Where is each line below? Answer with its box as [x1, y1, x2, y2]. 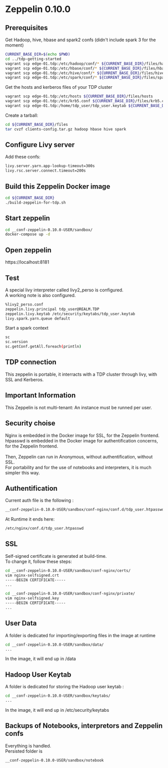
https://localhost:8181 [5, 259, 49, 265]
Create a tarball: [5, 112, 38, 118]
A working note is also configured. [5, 292, 76, 298]
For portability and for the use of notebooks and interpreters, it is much [5, 464, 151, 470]
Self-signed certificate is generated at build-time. [5, 553, 107, 559]
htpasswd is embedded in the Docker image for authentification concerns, [5, 437, 158, 443]
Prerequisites [5, 24, 48, 32]
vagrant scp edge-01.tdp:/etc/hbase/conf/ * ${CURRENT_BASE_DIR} [5, 66, 142, 71]
